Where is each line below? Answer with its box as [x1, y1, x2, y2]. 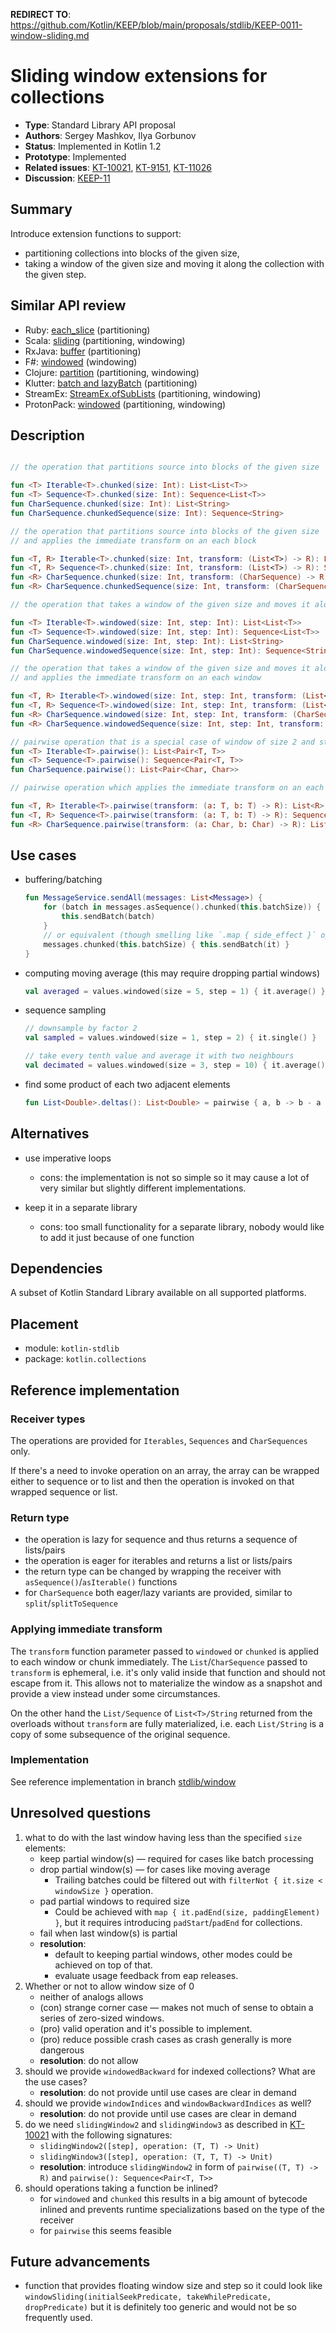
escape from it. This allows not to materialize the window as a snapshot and [10, 1677, 323, 1689]
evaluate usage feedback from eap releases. [54, 1969, 239, 1981]
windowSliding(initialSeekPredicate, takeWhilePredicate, [24, 2292, 272, 2303]
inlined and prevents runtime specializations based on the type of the [39, 2203, 325, 2215]
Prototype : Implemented [24, 150, 127, 163]
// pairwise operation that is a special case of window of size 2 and [10, 737, 315, 747]
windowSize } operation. [54, 1884, 154, 1896]
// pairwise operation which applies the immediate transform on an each [10, 783, 325, 793]
